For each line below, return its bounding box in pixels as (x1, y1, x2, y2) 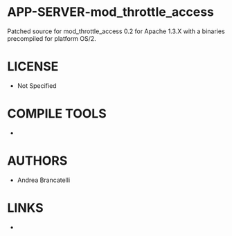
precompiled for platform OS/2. (7, 34, 97, 42)
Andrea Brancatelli (17, 176, 71, 184)
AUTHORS (7, 153, 68, 168)
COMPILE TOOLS (7, 106, 107, 122)
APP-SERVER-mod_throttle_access (7, 4, 215, 20)
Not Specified (17, 81, 57, 90)
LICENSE (7, 59, 59, 75)
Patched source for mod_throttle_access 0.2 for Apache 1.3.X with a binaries (7, 27, 225, 35)
